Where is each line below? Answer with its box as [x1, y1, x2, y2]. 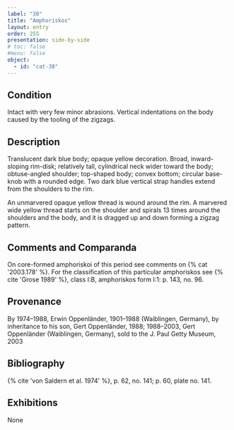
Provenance [7, 296, 62, 308]
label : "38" [7, 10, 42, 18]
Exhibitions [7, 397, 58, 409]
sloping [7, 162, 29, 170]
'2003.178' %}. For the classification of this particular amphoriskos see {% [7, 268, 224, 277]
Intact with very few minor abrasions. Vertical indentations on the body [7, 107, 213, 117]
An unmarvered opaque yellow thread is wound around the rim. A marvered [7, 199, 228, 207]
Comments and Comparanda [7, 241, 137, 253]
